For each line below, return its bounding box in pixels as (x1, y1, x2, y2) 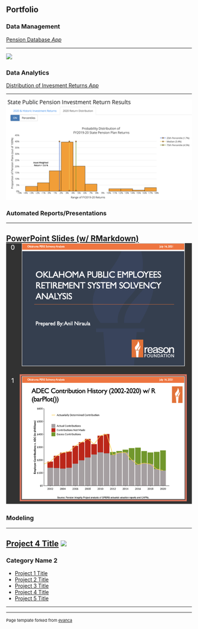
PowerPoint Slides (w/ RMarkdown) (6, 234, 140, 244)
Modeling (6, 514, 34, 522)
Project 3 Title (14, 582, 49, 589)
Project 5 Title (14, 595, 49, 602)
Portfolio (6, 5, 39, 15)
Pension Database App (6, 36, 62, 43)
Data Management (6, 22, 61, 31)
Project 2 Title (14, 576, 49, 583)
